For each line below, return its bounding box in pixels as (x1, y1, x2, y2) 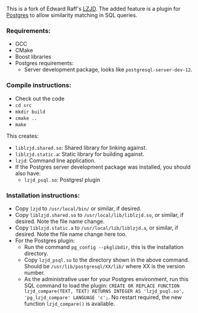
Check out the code (15, 95, 65, 102)
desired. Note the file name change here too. (15, 230, 127, 237)
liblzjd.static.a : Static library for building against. (15, 150, 145, 158)
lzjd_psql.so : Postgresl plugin (24, 176, 101, 183)
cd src (15, 102, 32, 108)
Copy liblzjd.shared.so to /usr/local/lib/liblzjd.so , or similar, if (15, 211, 184, 218)
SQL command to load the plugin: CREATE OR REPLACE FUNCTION (24, 282, 180, 289)
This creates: (6, 132, 39, 140)
